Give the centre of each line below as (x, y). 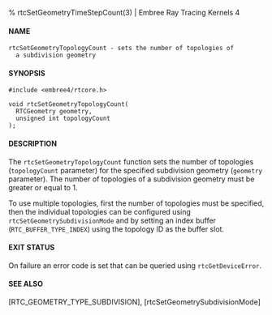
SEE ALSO (26, 284)
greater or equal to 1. (43, 187)
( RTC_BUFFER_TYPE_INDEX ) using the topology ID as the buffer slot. (117, 229)
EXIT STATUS (32, 248)
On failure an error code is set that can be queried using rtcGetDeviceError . (135, 265)
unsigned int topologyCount (63, 119)
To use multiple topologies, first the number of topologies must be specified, (136, 203)
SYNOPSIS (27, 73)
